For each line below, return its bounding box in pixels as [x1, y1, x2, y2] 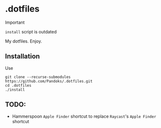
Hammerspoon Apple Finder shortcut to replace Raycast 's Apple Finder [12, 113, 157, 119]
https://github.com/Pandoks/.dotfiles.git [5, 79, 93, 83]
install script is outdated [5, 29, 57, 34]
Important [5, 19, 25, 25]
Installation [5, 52, 40, 61]
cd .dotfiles [5, 83, 32, 88]
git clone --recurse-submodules [5, 74, 71, 80]
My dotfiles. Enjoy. [5, 38, 42, 44]
